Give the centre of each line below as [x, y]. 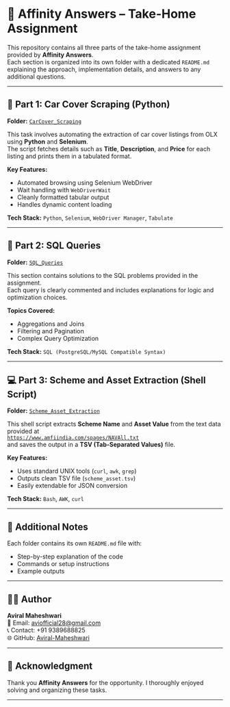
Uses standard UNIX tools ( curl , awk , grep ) [77, 471]
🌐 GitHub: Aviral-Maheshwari [49, 638]
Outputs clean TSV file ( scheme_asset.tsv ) [76, 478]
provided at [23, 431]
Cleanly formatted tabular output [63, 197]
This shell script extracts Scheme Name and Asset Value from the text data [114, 424]
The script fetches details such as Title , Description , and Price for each [109, 149]
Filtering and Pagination [50, 331]
